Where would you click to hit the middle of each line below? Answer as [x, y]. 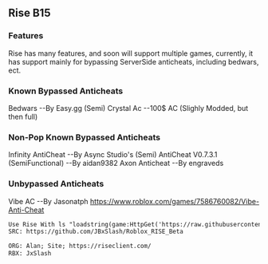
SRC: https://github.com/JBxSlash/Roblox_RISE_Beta [96, 232]
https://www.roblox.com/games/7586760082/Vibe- [175, 201]
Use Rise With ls [37, 224]
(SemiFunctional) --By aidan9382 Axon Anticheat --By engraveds [116, 164]
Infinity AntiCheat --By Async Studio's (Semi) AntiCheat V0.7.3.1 [113, 155]
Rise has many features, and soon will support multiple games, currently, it [131, 53]
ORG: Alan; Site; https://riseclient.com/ [80, 246]
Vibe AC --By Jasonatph [49, 201]
